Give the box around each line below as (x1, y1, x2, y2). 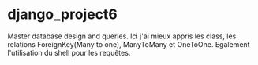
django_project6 (7, 5, 118, 23)
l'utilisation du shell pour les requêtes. (7, 48, 131, 57)
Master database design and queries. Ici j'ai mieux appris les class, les (7, 31, 237, 41)
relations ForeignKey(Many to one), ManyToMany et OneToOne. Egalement (7, 39, 250, 49)
